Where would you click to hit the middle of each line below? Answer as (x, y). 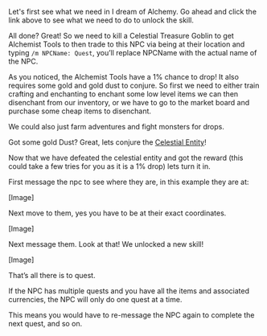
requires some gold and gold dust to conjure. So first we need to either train (134, 85)
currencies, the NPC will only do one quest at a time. (95, 299)
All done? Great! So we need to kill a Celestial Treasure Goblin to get (121, 36)
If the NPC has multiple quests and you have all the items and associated (129, 291)
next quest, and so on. (45, 324)
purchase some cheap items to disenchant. (80, 111)
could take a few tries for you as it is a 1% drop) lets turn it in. (109, 166)
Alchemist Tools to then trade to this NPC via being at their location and (127, 44)
